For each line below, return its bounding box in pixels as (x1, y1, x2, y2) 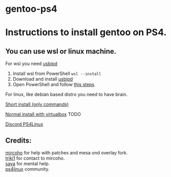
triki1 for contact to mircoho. (5, 155, 65, 161)
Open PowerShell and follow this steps (12, 82, 94, 88)
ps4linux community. (5, 166, 50, 172)
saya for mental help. (5, 161, 50, 167)
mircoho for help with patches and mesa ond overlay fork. (5, 150, 128, 155)
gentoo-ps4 (5, 3, 58, 15)
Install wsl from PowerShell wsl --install (12, 70, 102, 77)
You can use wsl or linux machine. (5, 47, 117, 55)
